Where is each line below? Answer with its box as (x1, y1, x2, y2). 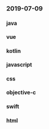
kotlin (6, 47, 21, 54)
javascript (6, 61, 32, 68)
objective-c (6, 89, 36, 96)
